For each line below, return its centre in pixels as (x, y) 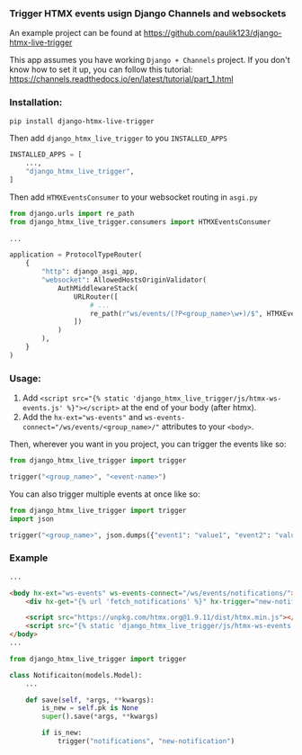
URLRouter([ (96, 297)
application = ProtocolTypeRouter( (76, 255)
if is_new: (62, 733)
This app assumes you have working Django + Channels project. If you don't (150, 60)
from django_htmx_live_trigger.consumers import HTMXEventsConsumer (140, 222)
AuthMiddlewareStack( (98, 288)
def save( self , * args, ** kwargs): (90, 700)
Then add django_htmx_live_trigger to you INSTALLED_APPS (118, 139)
